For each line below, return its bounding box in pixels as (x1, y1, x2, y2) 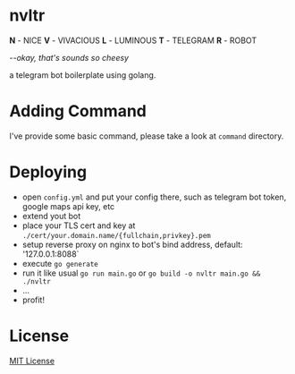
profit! (21, 294, 45, 305)
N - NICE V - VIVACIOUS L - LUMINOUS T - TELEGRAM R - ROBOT (9, 35, 257, 46)
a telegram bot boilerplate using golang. (9, 69, 156, 81)
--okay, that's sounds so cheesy (9, 52, 130, 63)
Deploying (9, 162, 88, 183)
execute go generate (21, 258, 98, 268)
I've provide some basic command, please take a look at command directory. (9, 131, 284, 141)
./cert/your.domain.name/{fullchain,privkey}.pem (21, 231, 212, 240)
